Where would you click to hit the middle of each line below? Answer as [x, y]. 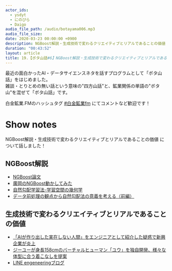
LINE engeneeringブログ [39, 262]
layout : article [23, 53]
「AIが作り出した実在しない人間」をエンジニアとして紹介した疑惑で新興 [89, 237]
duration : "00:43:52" [28, 48]
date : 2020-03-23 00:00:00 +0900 [41, 39]
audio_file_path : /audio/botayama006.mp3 [50, 29]
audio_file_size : [24, 34]
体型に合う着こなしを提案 [40, 256]
